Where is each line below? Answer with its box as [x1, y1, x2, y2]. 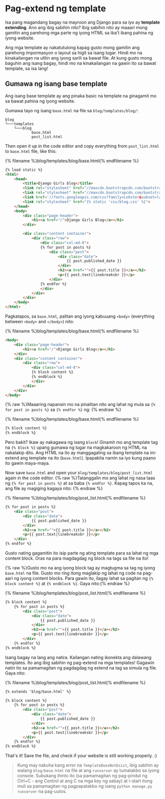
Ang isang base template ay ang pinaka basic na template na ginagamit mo [5, 93, 157, 99]
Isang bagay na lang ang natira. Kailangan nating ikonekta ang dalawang [5, 654, 152, 660]
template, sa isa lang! [5, 65, 48, 71]
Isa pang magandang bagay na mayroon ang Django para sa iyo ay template [5, 19, 160, 25]
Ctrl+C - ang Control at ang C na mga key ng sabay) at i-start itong [17, 778, 153, 784]
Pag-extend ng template [5, 3, 107, 14]
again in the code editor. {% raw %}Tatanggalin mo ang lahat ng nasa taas [5, 475, 156, 481]
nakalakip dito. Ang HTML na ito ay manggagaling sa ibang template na [5, 450, 149, 456]
